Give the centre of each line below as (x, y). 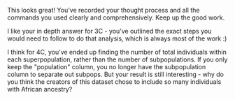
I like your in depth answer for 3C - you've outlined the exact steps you (109, 31)
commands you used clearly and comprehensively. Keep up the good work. (116, 17)
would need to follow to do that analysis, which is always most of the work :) (117, 38)
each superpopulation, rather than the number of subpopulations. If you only (117, 59)
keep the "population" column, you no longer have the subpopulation (107, 67)
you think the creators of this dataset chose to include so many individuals (114, 82)
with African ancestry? (40, 89)
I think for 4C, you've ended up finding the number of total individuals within (117, 52)
